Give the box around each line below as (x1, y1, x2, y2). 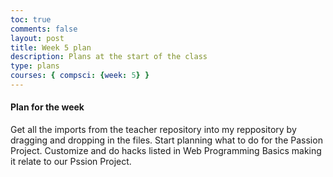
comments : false (10, 24, 78, 34)
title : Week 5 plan (10, 42, 92, 53)
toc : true (10, 14, 52, 25)
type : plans (10, 61, 60, 71)
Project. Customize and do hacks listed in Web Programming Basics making (10, 145, 322, 157)
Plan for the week (10, 101, 85, 113)
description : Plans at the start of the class (10, 52, 208, 62)
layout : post (10, 33, 65, 43)
